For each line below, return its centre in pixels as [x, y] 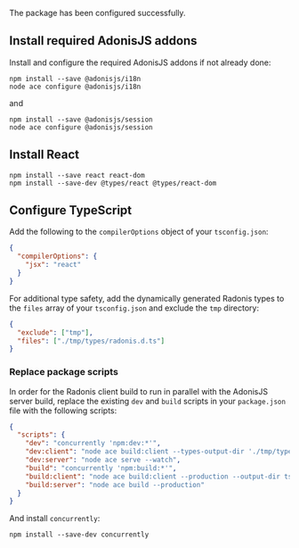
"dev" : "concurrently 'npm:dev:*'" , [93, 444]
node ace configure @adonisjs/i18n [75, 87]
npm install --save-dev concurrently [79, 535]
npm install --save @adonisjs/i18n [75, 79]
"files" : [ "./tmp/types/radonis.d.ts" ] [91, 341]
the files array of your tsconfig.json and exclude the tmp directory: [134, 308]
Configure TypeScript [71, 210]
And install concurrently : [55, 519]
